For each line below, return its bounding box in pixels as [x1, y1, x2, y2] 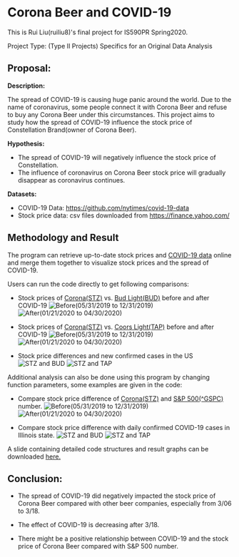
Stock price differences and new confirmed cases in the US [17, 351, 193, 360]
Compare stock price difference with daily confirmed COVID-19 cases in [17, 423, 230, 431]
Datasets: [7, 190, 37, 198]
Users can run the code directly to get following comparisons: [7, 280, 189, 288]
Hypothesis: [7, 139, 45, 148]
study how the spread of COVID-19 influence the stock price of [7, 118, 193, 126]
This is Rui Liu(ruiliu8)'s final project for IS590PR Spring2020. [7, 28, 188, 36]
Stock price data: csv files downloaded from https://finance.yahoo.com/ [17, 211, 230, 220]
